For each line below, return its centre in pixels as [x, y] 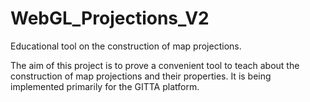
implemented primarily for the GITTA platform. [105, 86]
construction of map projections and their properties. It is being [141, 76]
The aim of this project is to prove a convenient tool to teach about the [155, 65]
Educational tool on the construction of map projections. [126, 46]
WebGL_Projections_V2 [110, 18]
